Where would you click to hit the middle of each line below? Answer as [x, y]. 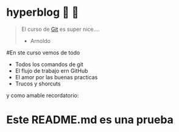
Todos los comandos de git [49, 64]
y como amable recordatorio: [43, 95]
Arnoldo [40, 41]
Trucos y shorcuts [38, 84]
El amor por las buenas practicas [56, 77]
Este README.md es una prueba [90, 120]
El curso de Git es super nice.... [60, 29]
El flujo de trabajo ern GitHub [51, 71]
